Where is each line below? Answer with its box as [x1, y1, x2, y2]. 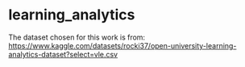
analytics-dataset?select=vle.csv [8, 49, 118, 59]
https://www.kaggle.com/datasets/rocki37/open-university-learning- [8, 40, 237, 50]
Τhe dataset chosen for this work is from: [8, 32, 146, 42]
